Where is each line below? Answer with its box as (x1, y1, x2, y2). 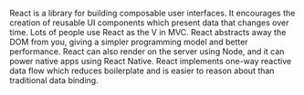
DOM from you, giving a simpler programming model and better (9, 36, 248, 47)
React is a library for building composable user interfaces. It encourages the (9, 8, 296, 18)
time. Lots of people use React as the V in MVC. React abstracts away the (9, 27, 287, 37)
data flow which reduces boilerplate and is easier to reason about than (9, 65, 275, 76)
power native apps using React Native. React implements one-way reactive (9, 56, 292, 66)
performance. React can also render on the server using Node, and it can (9, 46, 285, 57)
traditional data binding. (9, 75, 99, 85)
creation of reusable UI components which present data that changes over (9, 17, 289, 28)
